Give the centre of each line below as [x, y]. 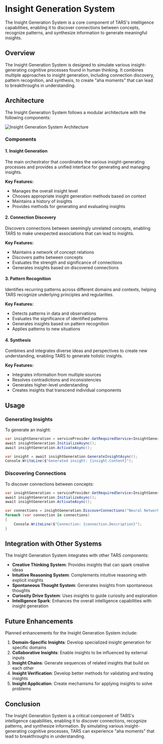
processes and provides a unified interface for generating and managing [77, 167]
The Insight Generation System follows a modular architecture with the [75, 112]
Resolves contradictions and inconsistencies [57, 380]
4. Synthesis [18, 340]
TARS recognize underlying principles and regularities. [59, 295]
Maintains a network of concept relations [53, 252]
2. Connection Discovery [31, 217]
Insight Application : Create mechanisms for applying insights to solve [82, 684]
